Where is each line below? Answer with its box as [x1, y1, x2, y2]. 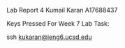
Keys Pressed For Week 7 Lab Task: [6, 19, 110, 27]
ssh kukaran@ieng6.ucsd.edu [6, 33, 92, 41]
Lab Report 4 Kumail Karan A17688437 [6, 6, 118, 14]
